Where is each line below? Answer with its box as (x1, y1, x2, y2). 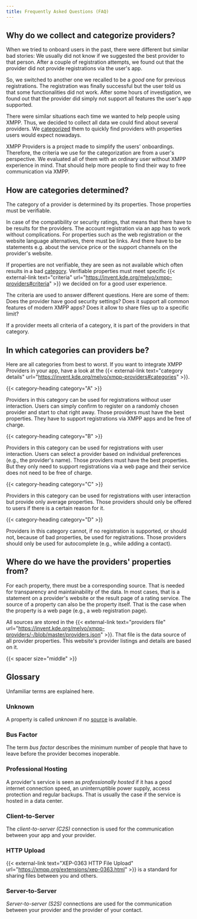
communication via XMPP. (6, 168, 70, 175)
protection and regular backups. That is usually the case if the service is (6, 791, 181, 798)
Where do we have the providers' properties (6, 557, 172, 567)
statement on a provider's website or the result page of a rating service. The (6, 594, 191, 602)
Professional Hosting (6, 765, 68, 773)
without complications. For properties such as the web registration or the (6, 231, 183, 238)
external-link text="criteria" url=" (6, 274, 86, 281)
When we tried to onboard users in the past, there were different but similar (6, 46, 189, 53)
